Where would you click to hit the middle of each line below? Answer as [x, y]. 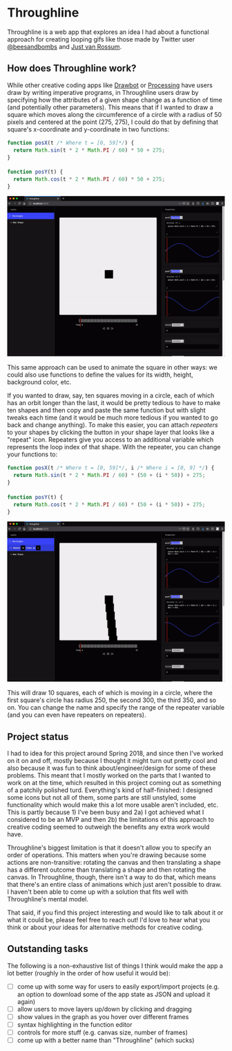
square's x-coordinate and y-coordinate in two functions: [88, 129]
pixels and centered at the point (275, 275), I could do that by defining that [113, 122]
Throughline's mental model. [48, 899]
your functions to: [32, 454]
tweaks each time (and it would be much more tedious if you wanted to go [113, 417]
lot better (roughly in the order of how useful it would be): [89, 973]
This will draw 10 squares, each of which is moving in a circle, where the [110, 693]
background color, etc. [39, 382]
